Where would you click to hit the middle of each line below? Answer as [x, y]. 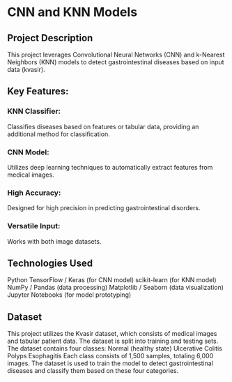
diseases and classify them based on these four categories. [93, 371]
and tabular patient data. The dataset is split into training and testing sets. [113, 341]
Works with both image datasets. [54, 241]
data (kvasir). [26, 69]
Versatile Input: [34, 226]
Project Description [50, 38]
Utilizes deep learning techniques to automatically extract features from [110, 167]
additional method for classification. [59, 134]
